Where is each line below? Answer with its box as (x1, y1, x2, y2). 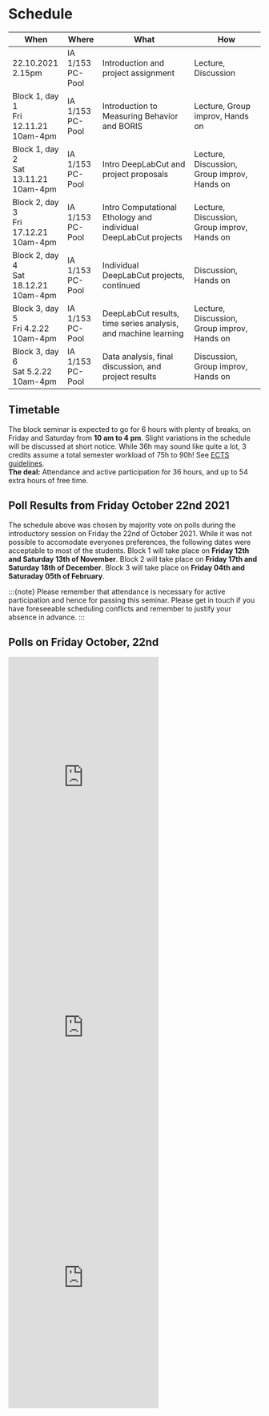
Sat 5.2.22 (12, 365, 52, 377)
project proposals (102, 168, 169, 180)
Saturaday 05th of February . (8, 571, 105, 581)
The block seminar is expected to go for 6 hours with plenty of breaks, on (8, 424, 251, 434)
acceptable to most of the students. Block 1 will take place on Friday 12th (8, 546, 250, 555)
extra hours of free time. (8, 475, 89, 485)
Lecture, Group (194, 100, 251, 111)
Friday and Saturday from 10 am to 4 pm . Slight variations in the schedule (8, 433, 251, 442)
